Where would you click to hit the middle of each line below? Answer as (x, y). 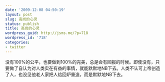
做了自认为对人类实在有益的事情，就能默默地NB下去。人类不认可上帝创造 (85, 68)
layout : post (19, 14)
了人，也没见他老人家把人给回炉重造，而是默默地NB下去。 (65, 74)
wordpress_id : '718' (27, 38)
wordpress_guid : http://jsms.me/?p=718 (47, 33)
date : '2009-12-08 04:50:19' (35, 10)
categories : (17, 42)
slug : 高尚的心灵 (21, 19)
